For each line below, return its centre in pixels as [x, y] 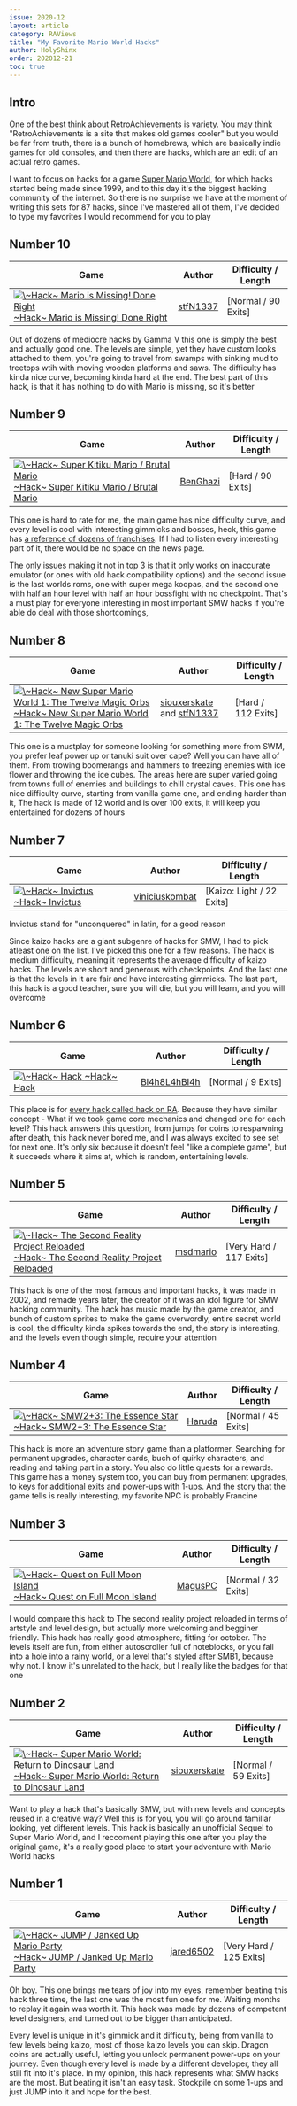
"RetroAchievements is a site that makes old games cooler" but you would [144, 133]
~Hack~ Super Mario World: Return [87, 1776]
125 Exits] [244, 1956]
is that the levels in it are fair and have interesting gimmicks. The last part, [143, 979]
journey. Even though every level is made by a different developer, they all [144, 2063]
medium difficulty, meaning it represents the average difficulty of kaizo [138, 960]
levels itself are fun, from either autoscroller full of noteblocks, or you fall [141, 1647]
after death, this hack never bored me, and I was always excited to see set [145, 1137]
